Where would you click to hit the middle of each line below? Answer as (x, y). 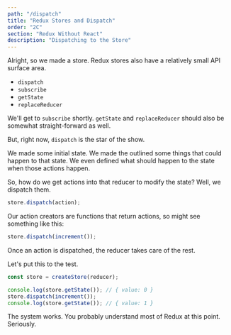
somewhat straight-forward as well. (59, 126)
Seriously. (22, 324)
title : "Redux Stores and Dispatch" (61, 21)
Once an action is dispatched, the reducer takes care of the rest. (102, 250)
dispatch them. (29, 190)
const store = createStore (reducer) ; (63, 277)
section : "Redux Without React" (55, 34)
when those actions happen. (49, 168)
